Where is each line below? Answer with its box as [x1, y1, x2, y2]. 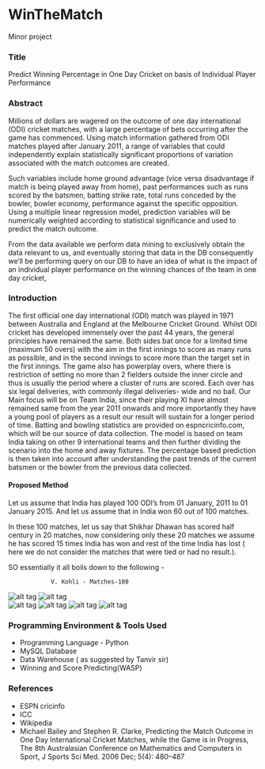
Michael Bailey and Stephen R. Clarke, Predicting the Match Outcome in [19, 726, 253, 736]
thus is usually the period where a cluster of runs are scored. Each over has [8, 378, 255, 388]
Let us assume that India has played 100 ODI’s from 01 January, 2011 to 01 [8, 498, 248, 508]
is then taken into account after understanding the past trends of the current [8, 453, 257, 463]
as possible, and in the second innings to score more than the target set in [8, 353, 250, 362]
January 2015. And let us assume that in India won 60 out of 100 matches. [8, 507, 249, 516]
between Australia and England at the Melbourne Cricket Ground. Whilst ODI [8, 319, 257, 328]
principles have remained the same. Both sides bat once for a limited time [8, 335, 248, 346]
